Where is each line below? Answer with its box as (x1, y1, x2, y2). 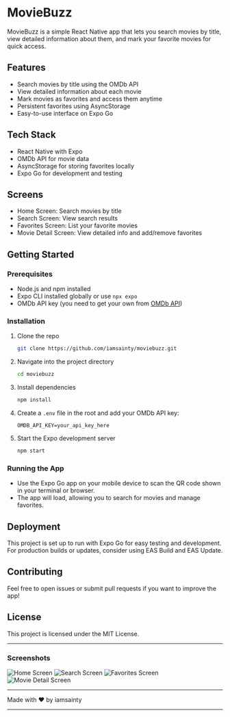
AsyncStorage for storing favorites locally (16, 162, 135, 170)
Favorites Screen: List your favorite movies (16, 221, 138, 230)
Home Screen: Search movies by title (16, 207, 122, 215)
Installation (7, 316, 46, 326)
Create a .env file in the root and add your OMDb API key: (16, 409, 179, 417)
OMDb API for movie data (16, 154, 90, 162)
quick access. (7, 42, 47, 50)
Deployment (7, 520, 61, 532)
